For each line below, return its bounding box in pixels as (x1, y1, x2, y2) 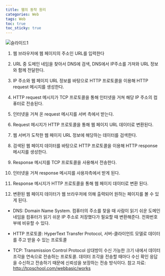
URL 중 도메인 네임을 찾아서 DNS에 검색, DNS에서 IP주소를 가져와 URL (12, 61, 150, 67)
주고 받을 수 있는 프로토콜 (18, 237, 67, 243)
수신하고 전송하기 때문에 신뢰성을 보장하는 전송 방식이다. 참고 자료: (18, 260, 146, 266)
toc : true (5, 21, 26, 26)
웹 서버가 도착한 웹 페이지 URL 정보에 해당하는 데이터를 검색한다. (12, 132, 137, 138)
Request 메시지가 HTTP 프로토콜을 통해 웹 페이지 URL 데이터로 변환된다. (12, 122, 154, 128)
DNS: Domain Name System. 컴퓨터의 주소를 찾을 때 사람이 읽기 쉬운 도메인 (12, 208, 161, 214)
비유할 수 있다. (22, 220, 50, 226)
